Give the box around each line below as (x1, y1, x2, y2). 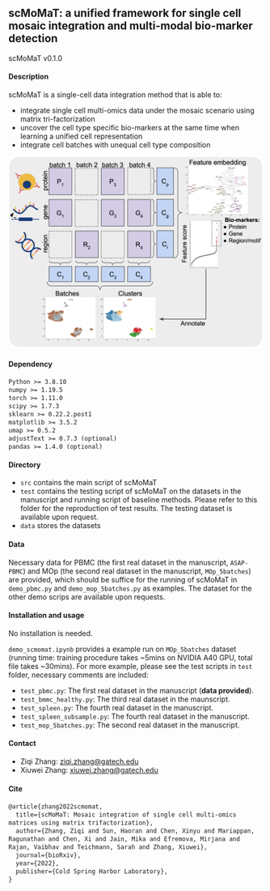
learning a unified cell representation (19, 131, 143, 141)
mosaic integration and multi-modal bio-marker (8, 19, 253, 33)
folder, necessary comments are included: (8, 670, 149, 680)
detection (8, 32, 58, 45)
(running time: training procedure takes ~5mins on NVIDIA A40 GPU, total (8, 652, 253, 663)
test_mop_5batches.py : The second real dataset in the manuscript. (19, 720, 240, 730)
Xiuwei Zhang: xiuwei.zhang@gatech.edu (19, 765, 159, 775)
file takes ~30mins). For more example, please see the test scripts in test (8, 661, 253, 671)
